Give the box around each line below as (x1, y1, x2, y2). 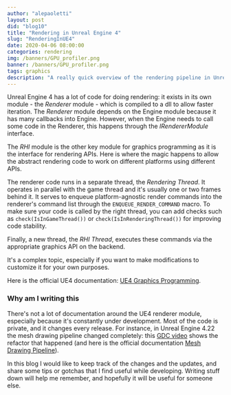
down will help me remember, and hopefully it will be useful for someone (7, 374, 213, 382)
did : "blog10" (7, 23, 48, 30)
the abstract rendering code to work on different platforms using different (7, 158, 215, 166)
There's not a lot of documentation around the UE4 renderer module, (7, 309, 202, 317)
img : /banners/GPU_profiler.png (7, 55, 100, 62)
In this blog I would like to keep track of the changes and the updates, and (7, 359, 217, 367)
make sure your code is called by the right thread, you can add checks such (7, 207, 222, 215)
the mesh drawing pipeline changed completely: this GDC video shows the (7, 331, 219, 339)
